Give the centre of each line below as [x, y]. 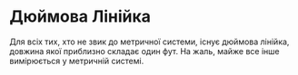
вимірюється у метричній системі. [77, 61]
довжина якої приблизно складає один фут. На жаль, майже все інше [144, 51]
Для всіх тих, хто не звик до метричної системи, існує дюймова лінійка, [149, 42]
